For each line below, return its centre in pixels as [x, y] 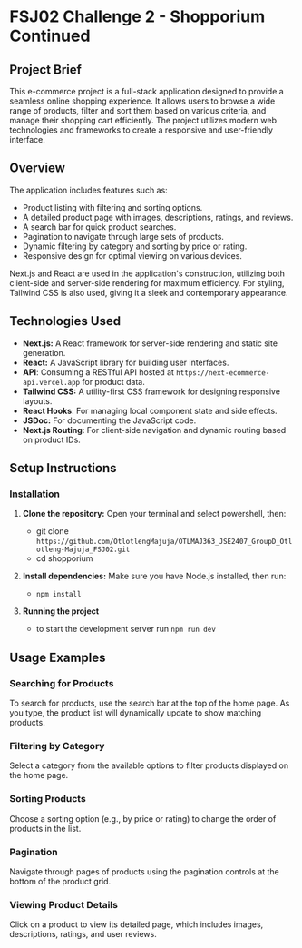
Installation [35, 494]
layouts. [37, 400]
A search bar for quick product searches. [99, 227]
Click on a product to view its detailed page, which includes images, [136, 924]
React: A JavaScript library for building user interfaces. [126, 362]
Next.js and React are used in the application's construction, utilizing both [147, 273]
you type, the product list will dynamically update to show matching [136, 713]
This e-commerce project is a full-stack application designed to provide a [146, 91]
